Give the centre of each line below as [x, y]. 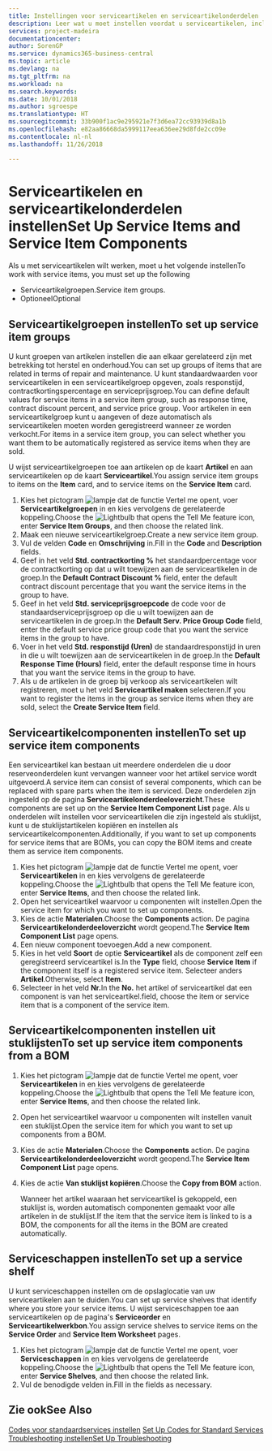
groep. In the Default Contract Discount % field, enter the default [129, 578]
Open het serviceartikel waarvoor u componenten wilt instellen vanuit [136, 1116]
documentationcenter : [45, 39]
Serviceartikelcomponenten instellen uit [112, 1031]
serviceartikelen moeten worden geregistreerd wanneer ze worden [120, 425]
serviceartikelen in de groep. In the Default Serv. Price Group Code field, [141, 621]
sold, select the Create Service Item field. [90, 707]
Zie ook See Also [50, 1410]
